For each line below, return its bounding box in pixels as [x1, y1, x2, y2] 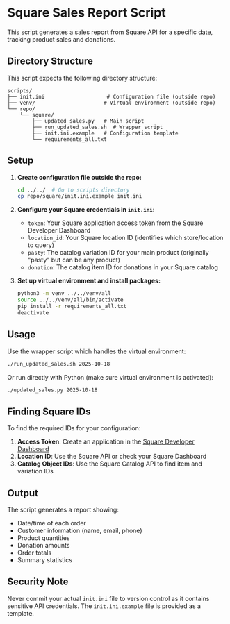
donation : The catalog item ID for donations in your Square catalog [27, 263, 219, 271]
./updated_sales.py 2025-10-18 [7, 387, 98, 394]
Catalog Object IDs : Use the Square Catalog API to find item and [17, 459, 203, 468]
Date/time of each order [17, 519, 87, 527]
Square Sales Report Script [7, 5, 167, 21]
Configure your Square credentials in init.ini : [17, 205, 155, 214]
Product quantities [17, 534, 71, 542]
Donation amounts [17, 541, 70, 549]
